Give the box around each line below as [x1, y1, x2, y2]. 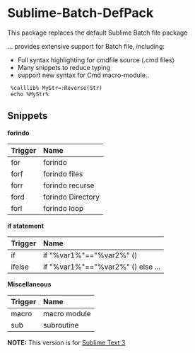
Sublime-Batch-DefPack [7, 5, 154, 21]
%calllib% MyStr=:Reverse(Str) [10, 84, 102, 91]
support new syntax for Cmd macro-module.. [17, 71, 150, 79]
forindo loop [42, 203, 84, 213]
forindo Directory [42, 192, 100, 202]
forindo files [42, 168, 83, 178]
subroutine [42, 320, 79, 330]
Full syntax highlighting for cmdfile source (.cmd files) [17, 55, 175, 64]
